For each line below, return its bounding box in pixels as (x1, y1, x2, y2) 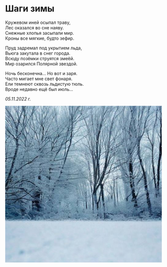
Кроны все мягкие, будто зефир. (5, 35, 75, 41)
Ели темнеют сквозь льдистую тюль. (5, 81, 84, 87)
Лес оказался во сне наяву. (5, 24, 64, 30)
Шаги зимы (5, 3, 55, 14)
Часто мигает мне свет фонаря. (5, 76, 73, 82)
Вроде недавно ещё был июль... (5, 86, 74, 92)
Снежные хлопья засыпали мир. (5, 30, 75, 36)
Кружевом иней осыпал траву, (5, 19, 71, 25)
